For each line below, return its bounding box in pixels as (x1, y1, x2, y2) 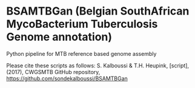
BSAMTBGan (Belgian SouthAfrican (6, 4, 190, 18)
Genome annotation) (6, 30, 113, 44)
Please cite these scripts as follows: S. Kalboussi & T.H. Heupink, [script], (6, 62, 190, 69)
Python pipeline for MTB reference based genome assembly (6, 50, 157, 57)
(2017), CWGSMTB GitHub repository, (6, 68, 101, 75)
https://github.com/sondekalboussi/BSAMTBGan (6, 75, 128, 82)
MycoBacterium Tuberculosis (6, 17, 158, 31)
